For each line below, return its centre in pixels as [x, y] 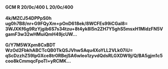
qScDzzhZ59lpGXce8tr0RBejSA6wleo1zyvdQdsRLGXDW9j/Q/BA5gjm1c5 [84, 56]
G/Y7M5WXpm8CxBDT [30, 45]
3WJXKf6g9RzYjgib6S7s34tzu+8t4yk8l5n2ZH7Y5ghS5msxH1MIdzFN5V [84, 29]
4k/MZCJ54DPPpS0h [29, 18]
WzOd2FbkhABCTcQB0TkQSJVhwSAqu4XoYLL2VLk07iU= [69, 50]
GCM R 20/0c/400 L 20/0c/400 [39, 7]
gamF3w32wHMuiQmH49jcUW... [41, 34]
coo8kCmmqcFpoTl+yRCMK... [38, 61]
